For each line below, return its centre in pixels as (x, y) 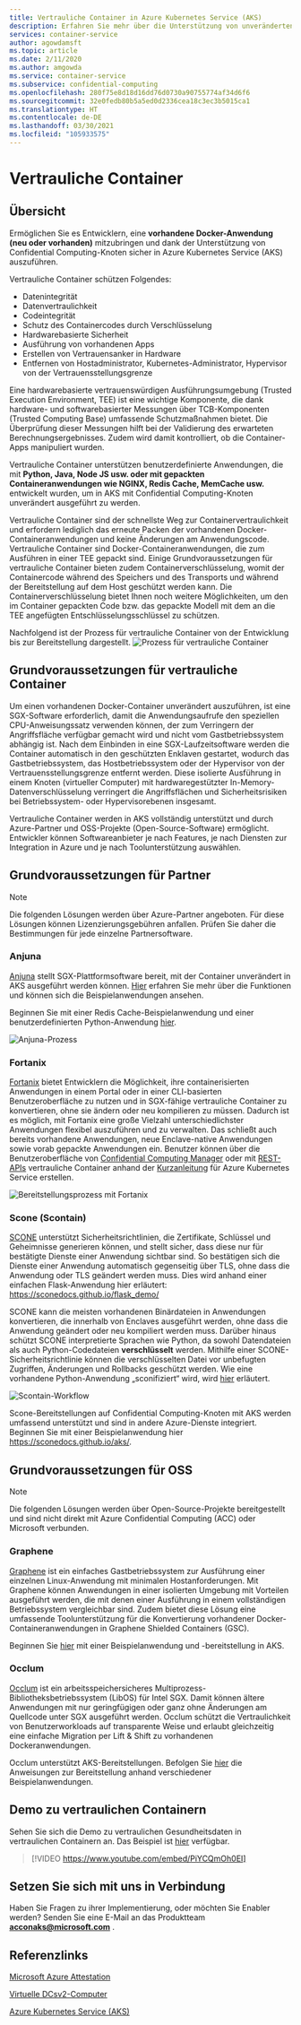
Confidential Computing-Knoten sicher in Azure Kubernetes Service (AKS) (146, 252)
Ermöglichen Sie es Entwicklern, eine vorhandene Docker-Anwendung (141, 233)
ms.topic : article (43, 51)
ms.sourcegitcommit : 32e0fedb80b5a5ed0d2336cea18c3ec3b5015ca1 (130, 101)
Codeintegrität (49, 316)
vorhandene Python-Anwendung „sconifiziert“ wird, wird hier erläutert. (140, 1379)
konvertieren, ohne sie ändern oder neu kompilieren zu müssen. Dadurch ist (149, 1111)
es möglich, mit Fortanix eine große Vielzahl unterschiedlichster (127, 1121)
